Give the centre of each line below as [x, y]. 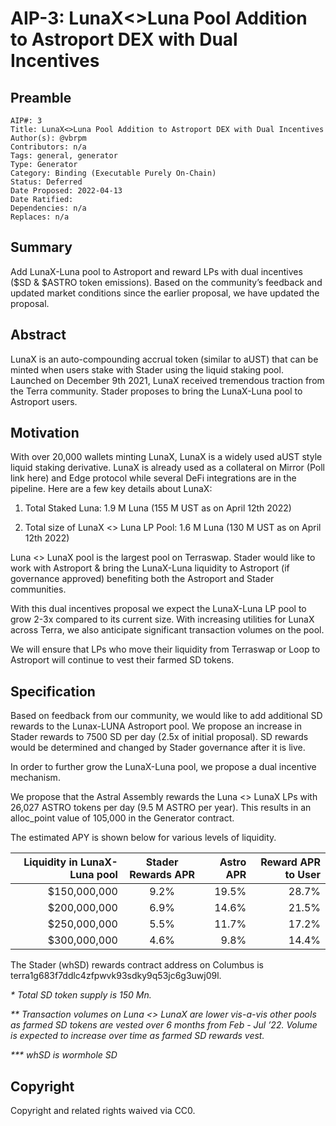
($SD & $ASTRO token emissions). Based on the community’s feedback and [166, 282]
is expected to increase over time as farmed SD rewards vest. [137, 1036]
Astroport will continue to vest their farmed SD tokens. [122, 660]
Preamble [41, 97]
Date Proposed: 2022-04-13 [66, 191]
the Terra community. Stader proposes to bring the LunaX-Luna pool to [156, 391]
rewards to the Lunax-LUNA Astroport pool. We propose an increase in [156, 726]
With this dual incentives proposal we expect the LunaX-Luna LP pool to [158, 609]
